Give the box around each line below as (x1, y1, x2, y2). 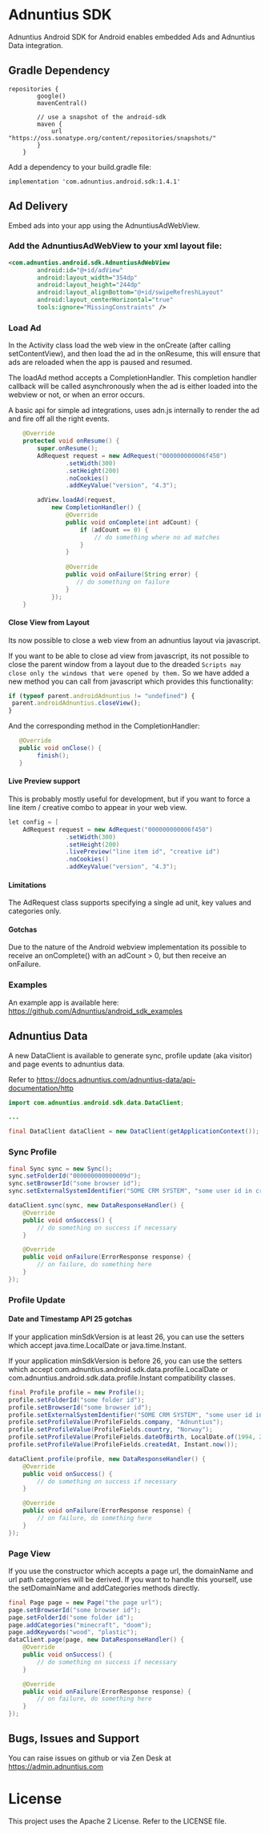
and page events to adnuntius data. (8, 1059, 126, 1069)
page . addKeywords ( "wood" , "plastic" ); (8, 1628, 138, 1636)
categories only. (8, 906, 62, 916)
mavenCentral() (37, 98, 88, 107)
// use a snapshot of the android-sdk (37, 113, 167, 121)
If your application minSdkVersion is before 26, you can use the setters (8, 1355, 243, 1366)
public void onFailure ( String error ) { (65, 571, 199, 579)
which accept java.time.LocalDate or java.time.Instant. (8, 1340, 187, 1350)
